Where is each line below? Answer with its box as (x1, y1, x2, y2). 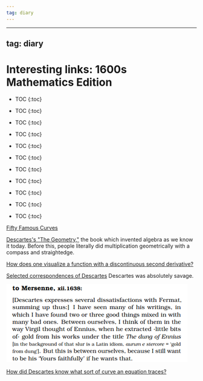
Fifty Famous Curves (6, 224, 59, 231)
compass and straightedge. (6, 248, 74, 256)
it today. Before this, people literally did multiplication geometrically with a (6, 242, 190, 249)
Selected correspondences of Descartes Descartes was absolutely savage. (6, 272, 194, 279)
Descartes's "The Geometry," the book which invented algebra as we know (6, 235, 193, 243)
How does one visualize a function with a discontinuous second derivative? (6, 260, 194, 267)
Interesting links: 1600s (6, 63, 127, 77)
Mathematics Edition (6, 75, 112, 89)
